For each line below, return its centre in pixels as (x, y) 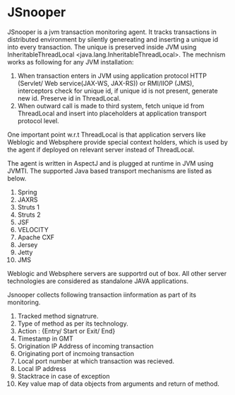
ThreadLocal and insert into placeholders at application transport (112, 113)
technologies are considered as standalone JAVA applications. (98, 281)
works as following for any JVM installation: (71, 62)
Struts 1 (29, 207)
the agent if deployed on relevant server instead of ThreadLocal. (101, 149)
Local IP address (42, 368)
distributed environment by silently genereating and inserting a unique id (113, 39)
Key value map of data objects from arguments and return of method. (119, 384)
